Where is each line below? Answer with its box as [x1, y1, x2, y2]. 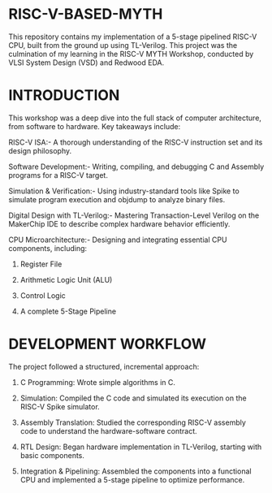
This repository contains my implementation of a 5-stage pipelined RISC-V [8, 32, 257, 41]
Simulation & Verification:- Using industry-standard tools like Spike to [8, 186, 240, 196]
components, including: [8, 243, 88, 253]
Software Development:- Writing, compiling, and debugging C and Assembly [8, 162, 265, 171]
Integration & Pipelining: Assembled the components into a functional [19, 466, 252, 476]
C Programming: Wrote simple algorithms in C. [19, 377, 176, 387]
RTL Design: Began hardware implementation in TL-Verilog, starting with [19, 442, 262, 452]
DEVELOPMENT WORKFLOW [8, 335, 207, 353]
